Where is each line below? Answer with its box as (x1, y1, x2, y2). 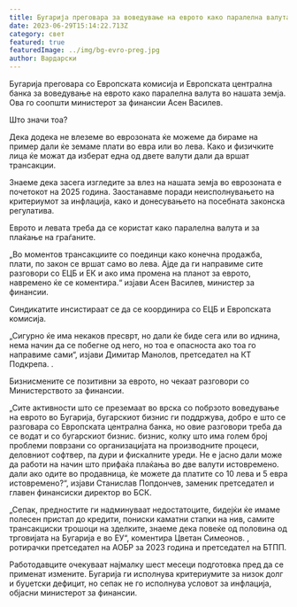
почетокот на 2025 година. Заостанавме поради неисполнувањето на (9, 187, 275, 197)
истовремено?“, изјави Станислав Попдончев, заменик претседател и (9, 478, 275, 488)
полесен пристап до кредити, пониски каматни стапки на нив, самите (9, 514, 276, 524)
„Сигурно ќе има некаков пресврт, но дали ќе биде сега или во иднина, (9, 331, 280, 341)
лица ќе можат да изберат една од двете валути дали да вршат (9, 151, 250, 160)
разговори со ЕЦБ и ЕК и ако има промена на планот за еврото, (9, 268, 252, 278)
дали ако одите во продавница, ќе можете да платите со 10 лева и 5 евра (9, 469, 288, 479)
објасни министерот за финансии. (9, 588, 138, 598)
